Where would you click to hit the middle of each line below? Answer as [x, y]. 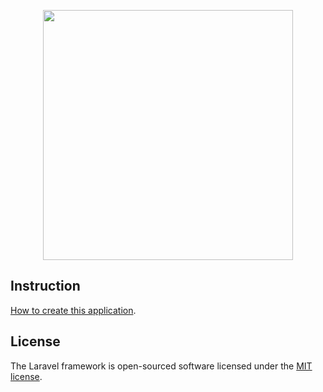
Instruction [45, 286]
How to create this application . [73, 310]
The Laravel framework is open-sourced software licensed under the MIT [161, 366]
